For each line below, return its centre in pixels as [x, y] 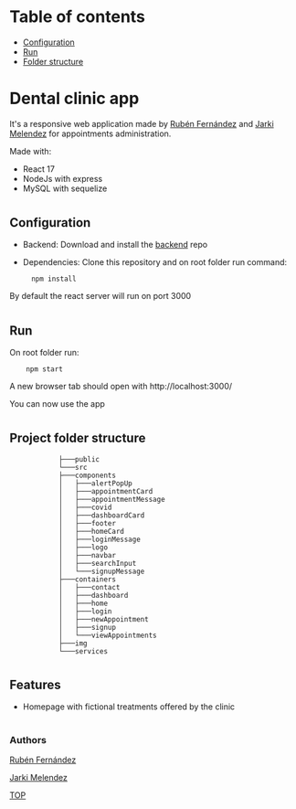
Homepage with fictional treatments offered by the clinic [129, 707]
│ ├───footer [87, 523]
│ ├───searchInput [97, 563]
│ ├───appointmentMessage [112, 499]
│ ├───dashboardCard [101, 515]
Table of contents [78, 17]
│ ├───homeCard [91, 531]
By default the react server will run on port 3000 [100, 296]
